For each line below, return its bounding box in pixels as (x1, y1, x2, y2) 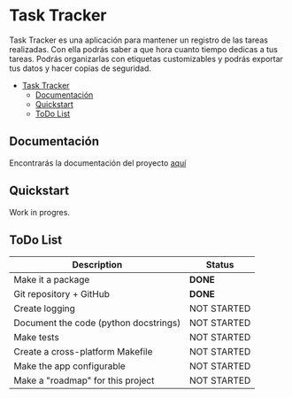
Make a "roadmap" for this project (13, 374, 155, 386)
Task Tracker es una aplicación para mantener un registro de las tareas (9, 35, 268, 45)
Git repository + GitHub (13, 288, 111, 300)
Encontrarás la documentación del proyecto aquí (9, 157, 187, 168)
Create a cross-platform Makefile (13, 346, 153, 358)
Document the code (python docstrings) (13, 316, 181, 329)
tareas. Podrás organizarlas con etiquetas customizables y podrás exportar (9, 53, 283, 64)
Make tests (13, 332, 59, 344)
